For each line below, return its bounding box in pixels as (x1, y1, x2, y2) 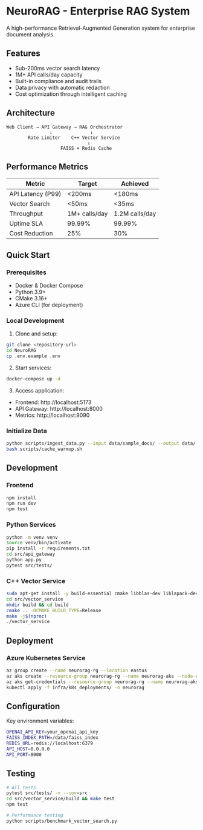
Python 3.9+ (14, 288, 47, 295)
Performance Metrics (6, 161, 89, 172)
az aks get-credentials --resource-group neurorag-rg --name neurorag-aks (6, 678, 199, 685)
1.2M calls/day (114, 209, 156, 218)
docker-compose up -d (6, 376, 61, 382)
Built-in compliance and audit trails (14, 77, 101, 84)
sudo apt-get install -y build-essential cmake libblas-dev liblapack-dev (6, 590, 199, 597)
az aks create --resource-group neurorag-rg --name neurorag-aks (6, 673, 174, 679)
